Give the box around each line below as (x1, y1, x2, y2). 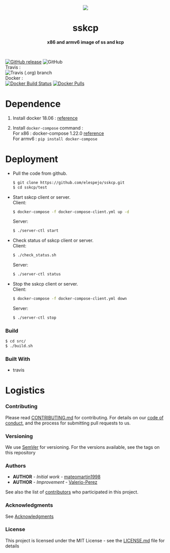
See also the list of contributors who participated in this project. (5, 489, 139, 495)
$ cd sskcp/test (12, 185, 47, 190)
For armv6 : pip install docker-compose (12, 135, 98, 142)
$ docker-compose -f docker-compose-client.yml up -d (12, 209, 129, 214)
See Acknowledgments (5, 513, 54, 519)
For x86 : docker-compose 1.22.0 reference (12, 130, 104, 136)
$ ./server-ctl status (12, 272, 61, 277)
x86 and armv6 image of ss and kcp (47, 39, 124, 45)
